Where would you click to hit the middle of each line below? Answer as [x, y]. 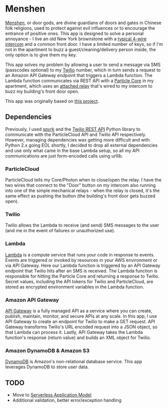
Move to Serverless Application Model [52, 395]
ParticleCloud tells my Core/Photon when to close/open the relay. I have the [83, 180]
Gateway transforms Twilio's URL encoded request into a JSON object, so [81, 327]
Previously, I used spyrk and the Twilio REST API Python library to [73, 129]
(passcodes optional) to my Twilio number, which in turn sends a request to [83, 70]
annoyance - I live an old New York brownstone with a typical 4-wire [76, 39]
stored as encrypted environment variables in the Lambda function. [75, 287]
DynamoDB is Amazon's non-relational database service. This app [74, 362]
